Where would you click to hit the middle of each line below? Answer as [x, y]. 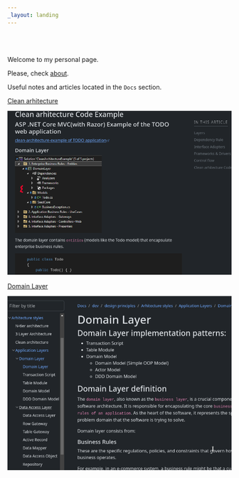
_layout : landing [33, 15]
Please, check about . [38, 73]
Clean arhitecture [33, 100]
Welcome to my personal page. [53, 59]
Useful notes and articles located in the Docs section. [85, 87]
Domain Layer [28, 286]
